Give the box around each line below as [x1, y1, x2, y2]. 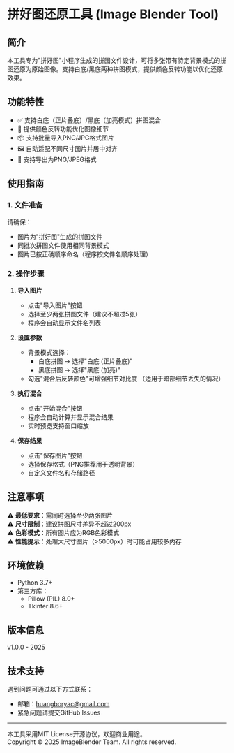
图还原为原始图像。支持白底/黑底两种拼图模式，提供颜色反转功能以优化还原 [7, 65, 224, 73]
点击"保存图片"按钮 [27, 451, 83, 460]
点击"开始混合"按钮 [27, 404, 83, 412]
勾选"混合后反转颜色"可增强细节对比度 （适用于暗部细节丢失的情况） [27, 374, 225, 383]
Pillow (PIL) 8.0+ [27, 594, 75, 603]
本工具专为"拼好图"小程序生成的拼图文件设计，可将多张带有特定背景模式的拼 [7, 57, 227, 64]
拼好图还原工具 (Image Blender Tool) [7, 6, 219, 22]
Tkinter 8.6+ [27, 602, 63, 611]
